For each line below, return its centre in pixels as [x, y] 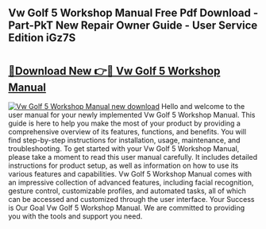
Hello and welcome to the [203, 106]
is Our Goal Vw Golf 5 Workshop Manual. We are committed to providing [126, 208]
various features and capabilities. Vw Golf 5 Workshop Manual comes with [130, 174]
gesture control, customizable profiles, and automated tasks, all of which [127, 191]
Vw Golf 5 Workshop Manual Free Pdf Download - [133, 13]
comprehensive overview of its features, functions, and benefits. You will [127, 132]
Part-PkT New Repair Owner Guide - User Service [133, 26]
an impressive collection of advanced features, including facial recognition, [131, 182]
